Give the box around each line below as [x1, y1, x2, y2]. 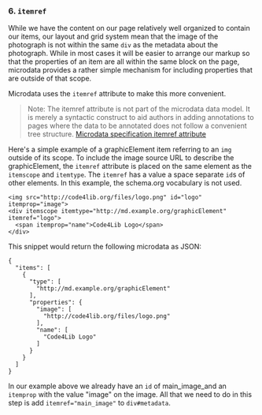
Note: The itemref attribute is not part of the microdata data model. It [27, 104, 250, 114]
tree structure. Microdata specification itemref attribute [27, 129, 207, 139]
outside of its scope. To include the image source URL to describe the [8, 153, 234, 163]
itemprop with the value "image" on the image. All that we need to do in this [8, 390, 253, 399]
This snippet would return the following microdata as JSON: [8, 242, 202, 252]
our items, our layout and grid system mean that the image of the [8, 32, 219, 41]
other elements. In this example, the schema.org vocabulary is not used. [8, 178, 242, 188]
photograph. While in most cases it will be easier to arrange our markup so [8, 49, 250, 58]
